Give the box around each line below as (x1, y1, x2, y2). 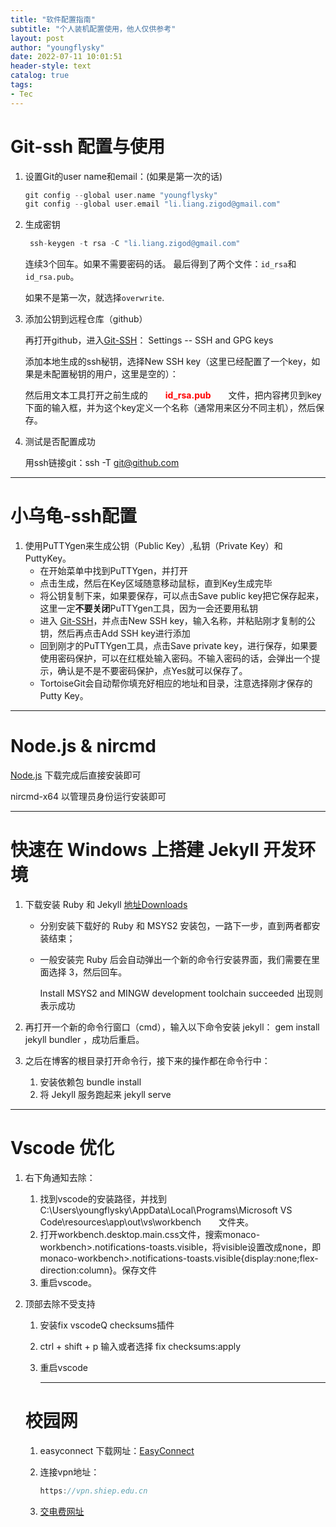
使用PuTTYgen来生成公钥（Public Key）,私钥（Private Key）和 (24, 540, 283, 552)
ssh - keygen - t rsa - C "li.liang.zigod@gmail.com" (29, 239, 241, 249)
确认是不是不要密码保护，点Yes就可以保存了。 (57, 665, 248, 677)
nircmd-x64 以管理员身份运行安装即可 (10, 791, 167, 803)
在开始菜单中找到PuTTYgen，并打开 (39, 565, 188, 577)
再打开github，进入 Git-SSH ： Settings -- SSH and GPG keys (24, 334, 274, 346)
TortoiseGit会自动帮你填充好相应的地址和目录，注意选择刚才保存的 (39, 677, 313, 690)
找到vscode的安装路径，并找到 (39, 1192, 167, 1205)
